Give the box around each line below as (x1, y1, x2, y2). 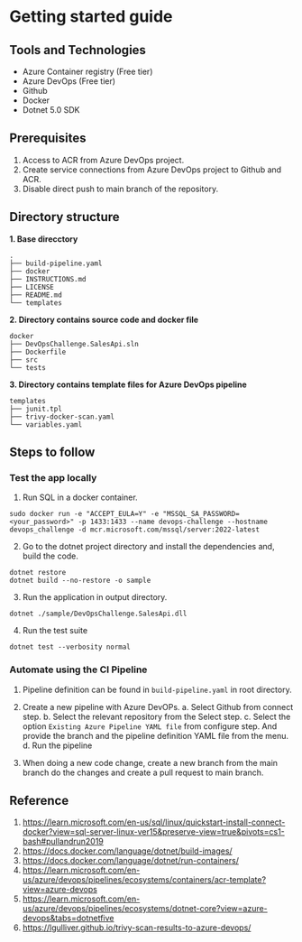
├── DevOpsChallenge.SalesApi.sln (9, 339, 140, 348)
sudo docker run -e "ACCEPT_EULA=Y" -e (9, 510, 160, 519)
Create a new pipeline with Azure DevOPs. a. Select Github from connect (22, 701, 294, 712)
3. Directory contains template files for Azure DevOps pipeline (9, 379, 248, 390)
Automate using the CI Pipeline (9, 663, 148, 676)
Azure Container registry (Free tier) (22, 66, 153, 77)
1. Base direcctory (9, 233, 78, 245)
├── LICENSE (9, 282, 54, 291)
